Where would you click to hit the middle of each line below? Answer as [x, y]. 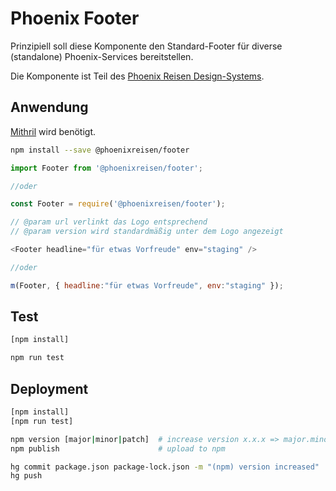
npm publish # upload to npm [118, 448]
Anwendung [49, 107]
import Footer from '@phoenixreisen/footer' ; [106, 168]
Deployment [49, 388]
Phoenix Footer [75, 18]
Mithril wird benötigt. [53, 131]
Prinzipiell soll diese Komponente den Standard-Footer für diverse [146, 46]
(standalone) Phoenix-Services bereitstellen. [102, 56]
